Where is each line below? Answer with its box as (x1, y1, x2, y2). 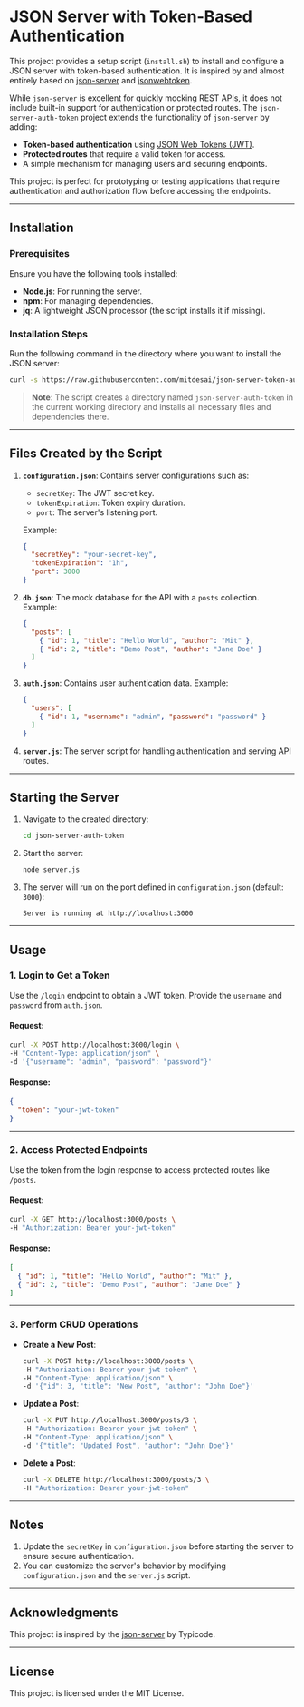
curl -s (9, 375, 39, 385)
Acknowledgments (9, 1605, 119, 1620)
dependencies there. (31, 411, 109, 422)
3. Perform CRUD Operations (9, 1318, 138, 1331)
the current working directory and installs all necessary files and (31, 401, 271, 412)
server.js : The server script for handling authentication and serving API (22, 746, 291, 756)
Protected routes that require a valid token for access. (22, 148, 226, 160)
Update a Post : (22, 1399, 80, 1409)
